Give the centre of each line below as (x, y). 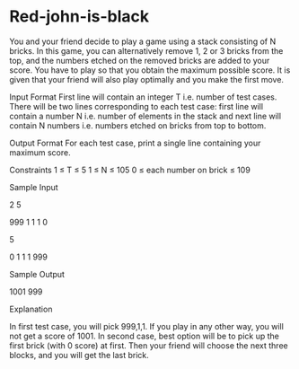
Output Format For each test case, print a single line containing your (135, 143)
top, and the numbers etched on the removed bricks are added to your (140, 60)
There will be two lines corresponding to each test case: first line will (136, 106)
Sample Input (34, 187)
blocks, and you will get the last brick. (79, 355)
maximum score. (40, 152)
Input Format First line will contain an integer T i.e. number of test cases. (143, 97)
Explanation (31, 309)
